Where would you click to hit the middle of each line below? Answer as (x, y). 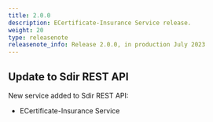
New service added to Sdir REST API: (68, 95)
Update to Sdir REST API (68, 77)
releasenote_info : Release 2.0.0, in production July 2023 (107, 45)
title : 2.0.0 (29, 15)
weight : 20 (26, 30)
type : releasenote (38, 37)
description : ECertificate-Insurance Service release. (100, 23)
